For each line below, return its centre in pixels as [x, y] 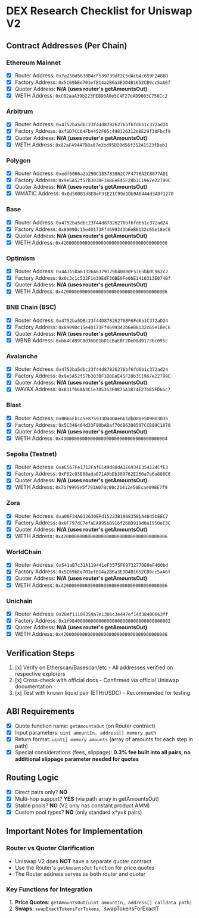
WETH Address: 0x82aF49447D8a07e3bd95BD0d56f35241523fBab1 [91, 145]
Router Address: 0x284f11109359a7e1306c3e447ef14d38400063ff [91, 614]
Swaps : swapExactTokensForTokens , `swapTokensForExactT [87, 908]
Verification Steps [41, 653]
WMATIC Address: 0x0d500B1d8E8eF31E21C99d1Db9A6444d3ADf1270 [94, 193]
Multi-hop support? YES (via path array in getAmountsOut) [87, 798]
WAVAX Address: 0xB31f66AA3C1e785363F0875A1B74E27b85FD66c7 [93, 389]
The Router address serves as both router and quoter [80, 874]
